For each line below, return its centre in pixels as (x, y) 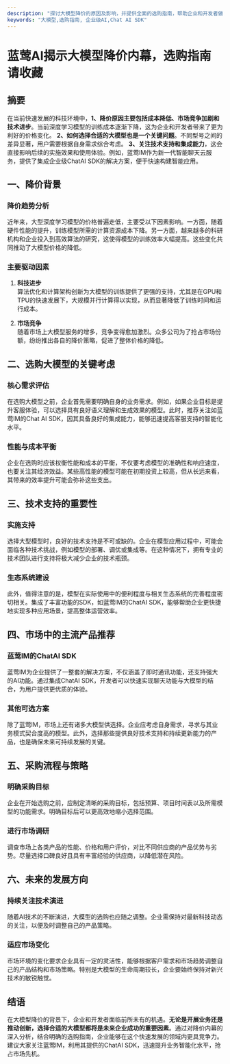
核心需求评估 (28, 385)
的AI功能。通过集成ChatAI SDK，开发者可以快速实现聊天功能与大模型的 (107, 681)
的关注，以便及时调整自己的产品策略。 (61, 926)
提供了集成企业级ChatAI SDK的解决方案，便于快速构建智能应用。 (110, 161)
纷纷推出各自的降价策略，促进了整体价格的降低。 (98, 340)
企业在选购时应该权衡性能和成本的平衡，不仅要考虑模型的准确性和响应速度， (115, 463)
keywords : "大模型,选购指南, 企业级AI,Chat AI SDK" (77, 20)
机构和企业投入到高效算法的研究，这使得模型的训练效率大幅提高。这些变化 (112, 239)
